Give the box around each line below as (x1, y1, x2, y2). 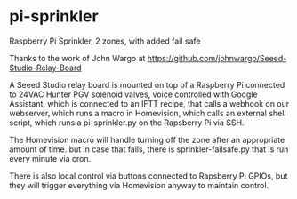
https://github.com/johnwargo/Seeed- (147, 52, 287, 63)
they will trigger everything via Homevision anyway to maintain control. (9, 179, 269, 190)
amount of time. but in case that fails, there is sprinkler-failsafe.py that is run (9, 144, 289, 155)
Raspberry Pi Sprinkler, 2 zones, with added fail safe (9, 36, 202, 46)
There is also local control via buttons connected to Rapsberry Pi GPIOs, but (9, 171, 288, 181)
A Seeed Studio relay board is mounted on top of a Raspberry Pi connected (9, 79, 285, 90)
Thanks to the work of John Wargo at (9, 52, 146, 63)
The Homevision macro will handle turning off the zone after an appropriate (9, 134, 285, 145)
